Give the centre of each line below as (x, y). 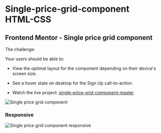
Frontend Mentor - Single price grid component (79, 38)
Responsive (19, 115)
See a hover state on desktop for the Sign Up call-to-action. (73, 83)
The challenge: (20, 49)
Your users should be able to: (35, 59)
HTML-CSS (28, 19)
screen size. (25, 74)
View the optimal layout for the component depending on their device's (84, 68)
